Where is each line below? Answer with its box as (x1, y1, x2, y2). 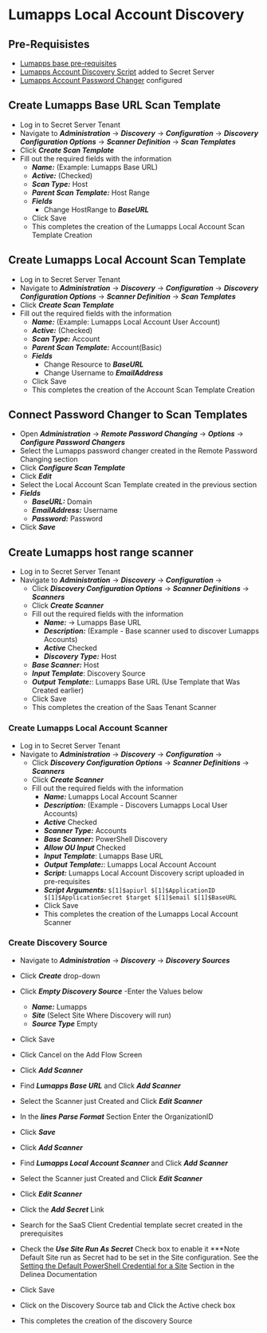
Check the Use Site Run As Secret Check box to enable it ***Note (19, 1244, 241, 1253)
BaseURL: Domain (31, 497, 93, 506)
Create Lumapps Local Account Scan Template (8, 253, 246, 267)
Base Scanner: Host (31, 661, 100, 670)
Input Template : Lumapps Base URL (43, 851, 163, 860)
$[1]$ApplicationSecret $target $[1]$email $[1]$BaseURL (43, 893, 237, 902)
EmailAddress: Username (31, 506, 118, 515)
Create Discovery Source (8, 937, 108, 948)
